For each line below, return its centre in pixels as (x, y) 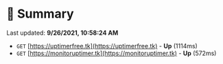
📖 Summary (40, 14)
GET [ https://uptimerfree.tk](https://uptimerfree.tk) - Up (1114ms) (107, 46)
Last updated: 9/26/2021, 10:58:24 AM (62, 33)
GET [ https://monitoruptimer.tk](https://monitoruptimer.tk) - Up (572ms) (116, 53)
